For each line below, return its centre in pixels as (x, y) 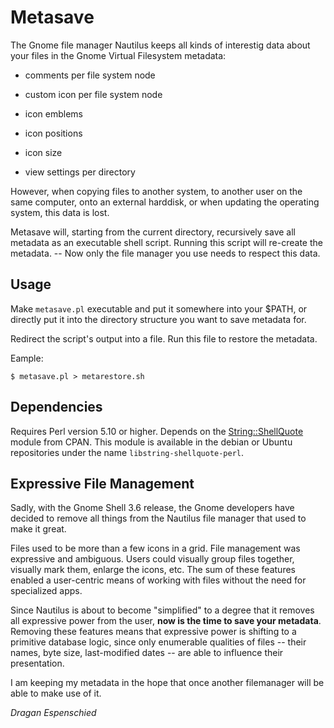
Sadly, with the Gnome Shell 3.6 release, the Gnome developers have (152, 508)
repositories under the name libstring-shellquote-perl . (127, 452)
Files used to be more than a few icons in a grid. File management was (155, 548)
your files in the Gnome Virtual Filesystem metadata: (118, 55)
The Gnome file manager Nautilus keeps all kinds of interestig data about (160, 45)
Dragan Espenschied (53, 713)
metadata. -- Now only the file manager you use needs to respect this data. (165, 253)
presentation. (37, 663)
